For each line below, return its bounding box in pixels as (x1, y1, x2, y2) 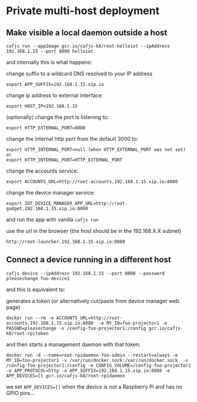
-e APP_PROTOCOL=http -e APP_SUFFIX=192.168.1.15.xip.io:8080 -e (6, 367, 170, 374)
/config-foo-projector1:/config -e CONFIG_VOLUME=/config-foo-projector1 (6, 363, 192, 368)
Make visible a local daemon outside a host (6, 28, 168, 38)
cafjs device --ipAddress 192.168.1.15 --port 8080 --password (6, 270, 165, 276)
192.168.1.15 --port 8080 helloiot (6, 48, 94, 54)
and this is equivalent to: (6, 286, 66, 293)
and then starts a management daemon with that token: (6, 341, 141, 348)
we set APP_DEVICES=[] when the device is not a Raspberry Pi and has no (6, 383, 183, 390)
